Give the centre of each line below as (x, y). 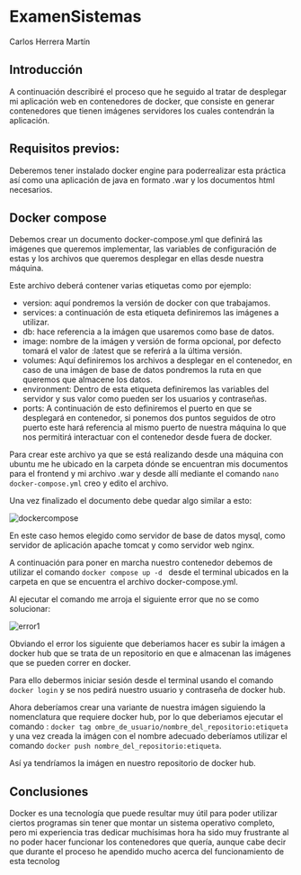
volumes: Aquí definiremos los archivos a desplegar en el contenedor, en (157, 360)
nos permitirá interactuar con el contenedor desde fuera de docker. (147, 437)
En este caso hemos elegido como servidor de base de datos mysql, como (147, 536)
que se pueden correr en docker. (70, 663)
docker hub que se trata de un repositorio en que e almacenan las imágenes (150, 653)
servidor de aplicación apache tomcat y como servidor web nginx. (132, 545)
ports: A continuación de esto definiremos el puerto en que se (137, 408)
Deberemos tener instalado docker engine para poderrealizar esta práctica (147, 170)
